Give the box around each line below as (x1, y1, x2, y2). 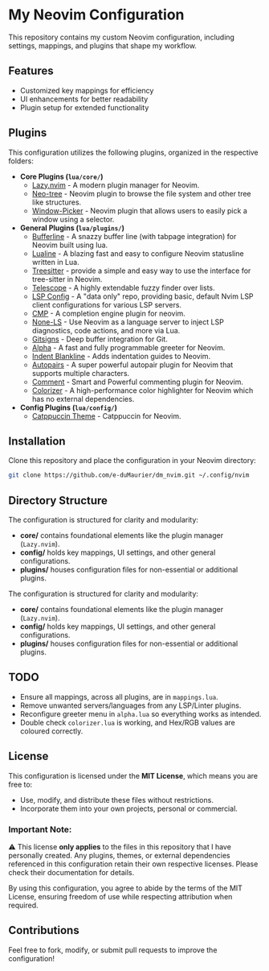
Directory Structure (8, 494, 108, 507)
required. (8, 900, 39, 910)
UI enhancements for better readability (19, 94, 149, 104)
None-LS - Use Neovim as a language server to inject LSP (31, 316, 225, 327)
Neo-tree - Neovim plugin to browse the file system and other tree (31, 188, 251, 198)
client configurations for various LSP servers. (31, 300, 182, 309)
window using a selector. (31, 214, 115, 224)
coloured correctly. (19, 726, 84, 736)
